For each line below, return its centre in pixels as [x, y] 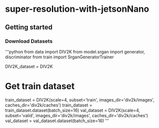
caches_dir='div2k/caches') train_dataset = [49, 105]
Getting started [29, 27]
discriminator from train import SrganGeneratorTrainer [59, 57]
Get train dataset [40, 86]
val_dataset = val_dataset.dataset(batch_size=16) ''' [57, 121]
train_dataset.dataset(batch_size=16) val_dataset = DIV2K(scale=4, [73, 110]
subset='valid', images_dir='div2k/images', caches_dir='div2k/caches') [77, 115]
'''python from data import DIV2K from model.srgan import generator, [75, 51]
